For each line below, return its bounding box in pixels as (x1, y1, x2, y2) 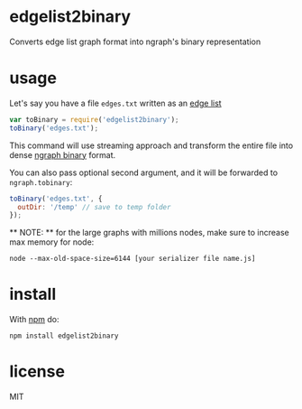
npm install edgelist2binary (9, 331, 119, 340)
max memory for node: (9, 237, 95, 247)
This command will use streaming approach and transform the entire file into (9, 140, 294, 151)
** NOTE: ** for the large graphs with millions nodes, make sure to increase (9, 228, 290, 238)
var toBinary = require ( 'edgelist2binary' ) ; (9, 115, 179, 124)
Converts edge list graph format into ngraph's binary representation (9, 36, 261, 47)
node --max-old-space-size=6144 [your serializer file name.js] (9, 255, 256, 264)
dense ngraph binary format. (9, 149, 116, 160)
